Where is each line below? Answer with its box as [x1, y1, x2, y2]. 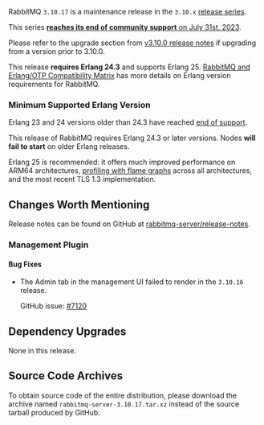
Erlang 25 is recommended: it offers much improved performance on [8, 157, 236, 167]
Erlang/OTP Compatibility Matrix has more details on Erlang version [8, 71, 231, 80]
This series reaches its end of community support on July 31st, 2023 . [8, 23, 242, 31]
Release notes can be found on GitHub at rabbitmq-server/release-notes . [8, 219, 250, 229]
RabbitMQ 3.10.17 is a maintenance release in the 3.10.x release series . [8, 7, 247, 16]
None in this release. [8, 346, 76, 356]
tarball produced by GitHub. [8, 407, 100, 417]
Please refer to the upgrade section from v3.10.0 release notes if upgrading [8, 38, 257, 47]
